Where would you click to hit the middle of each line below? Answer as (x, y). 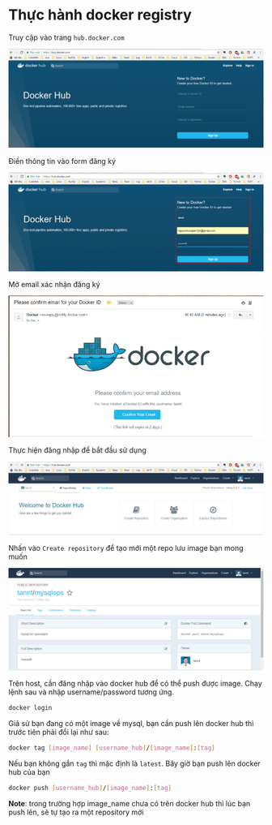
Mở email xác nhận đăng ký (54, 285)
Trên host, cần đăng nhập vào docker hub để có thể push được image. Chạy (136, 684)
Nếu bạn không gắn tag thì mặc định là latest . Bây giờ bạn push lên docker (134, 763)
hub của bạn (29, 772)
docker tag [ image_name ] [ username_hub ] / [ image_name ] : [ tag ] (112, 748)
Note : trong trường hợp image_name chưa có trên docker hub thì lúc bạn (130, 804)
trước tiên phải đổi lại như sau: (59, 733)
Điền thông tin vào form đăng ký (62, 161)
